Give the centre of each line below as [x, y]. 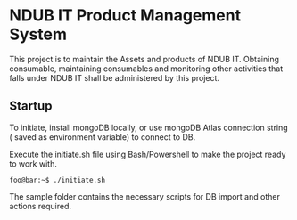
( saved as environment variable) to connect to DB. [103, 137]
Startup [31, 106]
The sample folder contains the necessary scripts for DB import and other [145, 196]
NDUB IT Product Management [125, 16]
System [38, 34]
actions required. [41, 206]
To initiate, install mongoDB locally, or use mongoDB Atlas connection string [148, 127]
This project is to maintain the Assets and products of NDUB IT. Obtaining [144, 59]
